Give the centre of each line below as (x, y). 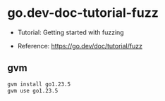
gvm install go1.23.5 (39, 84)
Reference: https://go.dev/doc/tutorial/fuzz (80, 46)
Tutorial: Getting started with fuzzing (71, 32)
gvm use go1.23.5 (33, 90)
